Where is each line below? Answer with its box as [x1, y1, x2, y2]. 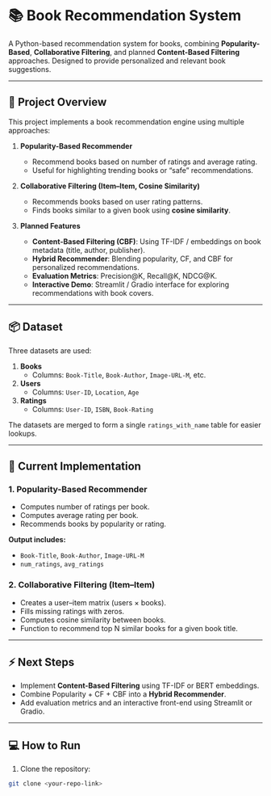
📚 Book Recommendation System [8, 6, 242, 25]
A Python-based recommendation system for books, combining [8, 38, 220, 48]
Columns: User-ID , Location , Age [31, 387, 140, 397]
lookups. [8, 428, 38, 438]
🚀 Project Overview [8, 95, 107, 109]
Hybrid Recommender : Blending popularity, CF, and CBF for [31, 254, 234, 263]
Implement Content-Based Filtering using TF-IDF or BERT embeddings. [19, 680, 260, 691]
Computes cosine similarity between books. [19, 615, 166, 625]
